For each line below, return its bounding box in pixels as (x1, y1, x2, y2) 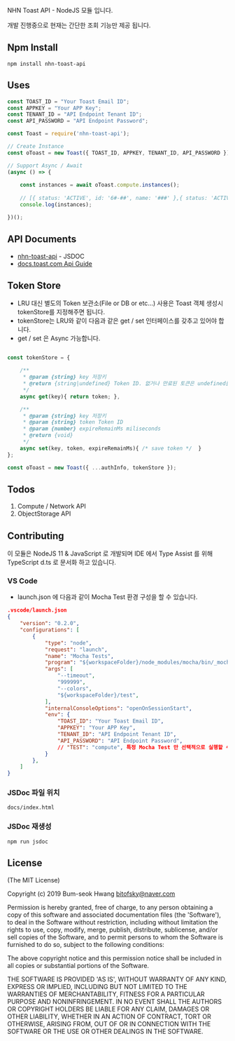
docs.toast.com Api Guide (17, 259, 93, 268)
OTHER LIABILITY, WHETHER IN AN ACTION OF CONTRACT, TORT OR (7, 1012, 211, 1021)
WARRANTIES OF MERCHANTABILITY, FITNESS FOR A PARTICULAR (7, 990, 205, 998)
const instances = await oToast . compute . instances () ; (20, 182, 180, 189)
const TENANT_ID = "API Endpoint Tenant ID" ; (7, 111, 142, 118)
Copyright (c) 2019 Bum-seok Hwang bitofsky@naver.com (7, 889, 176, 898)
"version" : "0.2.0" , (20, 620, 80, 627)
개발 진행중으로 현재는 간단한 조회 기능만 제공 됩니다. (7, 21, 151, 29)
